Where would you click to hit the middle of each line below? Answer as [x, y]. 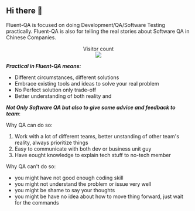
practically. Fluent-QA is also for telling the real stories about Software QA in [98, 31]
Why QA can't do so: [31, 166]
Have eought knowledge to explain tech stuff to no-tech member [93, 155]
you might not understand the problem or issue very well [83, 184]
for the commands [37, 202]
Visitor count [98, 49]
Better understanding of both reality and [63, 96]
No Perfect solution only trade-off [55, 90]
